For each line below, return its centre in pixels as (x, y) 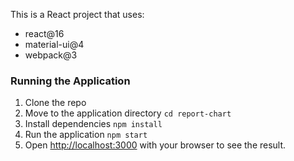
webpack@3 (51, 55)
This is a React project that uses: (77, 14)
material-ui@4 (54, 44)
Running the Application (70, 81)
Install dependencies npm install (93, 124)
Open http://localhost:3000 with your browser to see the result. (155, 145)
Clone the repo (55, 103)
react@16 (44, 33)
